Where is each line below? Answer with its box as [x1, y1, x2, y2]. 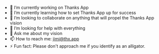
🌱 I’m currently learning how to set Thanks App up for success [9, 10, 136, 16]
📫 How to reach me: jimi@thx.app [9, 36, 79, 41]
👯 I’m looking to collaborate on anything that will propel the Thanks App [9, 15, 155, 20]
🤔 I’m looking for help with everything [9, 25, 85, 31]
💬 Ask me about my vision [9, 31, 63, 36]
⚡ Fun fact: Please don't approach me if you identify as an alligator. [9, 43, 146, 49]
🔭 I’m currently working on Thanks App [9, 5, 89, 10]
